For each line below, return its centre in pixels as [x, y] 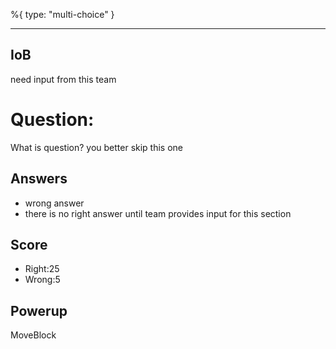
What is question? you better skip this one [97, 147]
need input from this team [63, 79]
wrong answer [54, 203]
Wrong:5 [42, 280]
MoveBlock [33, 335]
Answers [39, 179]
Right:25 [42, 269]
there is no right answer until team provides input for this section [158, 213]
